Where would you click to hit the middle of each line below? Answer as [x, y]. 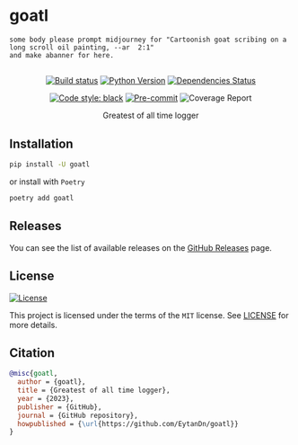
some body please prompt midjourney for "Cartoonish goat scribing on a [148, 40]
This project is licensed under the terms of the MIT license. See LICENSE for [149, 315]
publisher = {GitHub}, [60, 407]
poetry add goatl [42, 199]
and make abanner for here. [62, 55]
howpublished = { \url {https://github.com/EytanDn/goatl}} [128, 423]
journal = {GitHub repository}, [78, 415]
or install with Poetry [47, 182]
